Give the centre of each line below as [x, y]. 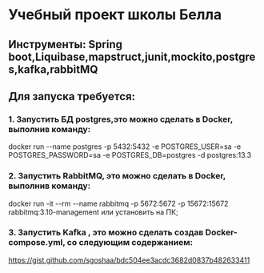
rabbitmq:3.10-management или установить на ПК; [93, 212]
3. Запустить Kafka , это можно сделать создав [106, 232]
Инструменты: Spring [65, 44]
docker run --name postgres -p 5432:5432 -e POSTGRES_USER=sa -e [125, 147]
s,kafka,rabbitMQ [53, 69]
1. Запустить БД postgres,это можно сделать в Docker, [121, 119]
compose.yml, [37, 243]
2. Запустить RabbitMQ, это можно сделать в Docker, [117, 176]
